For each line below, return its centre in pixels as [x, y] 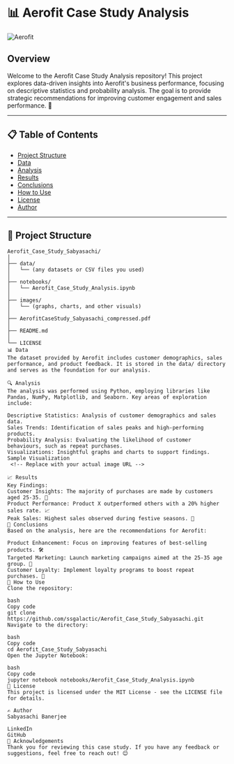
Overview [29, 59]
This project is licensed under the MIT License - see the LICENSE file [115, 692]
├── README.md [28, 331]
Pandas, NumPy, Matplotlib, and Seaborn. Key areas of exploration [107, 397]
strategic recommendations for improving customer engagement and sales [115, 98]
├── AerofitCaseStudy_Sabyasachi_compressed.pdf [79, 319]
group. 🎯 [20, 564]
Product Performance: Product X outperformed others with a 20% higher [113, 504]
